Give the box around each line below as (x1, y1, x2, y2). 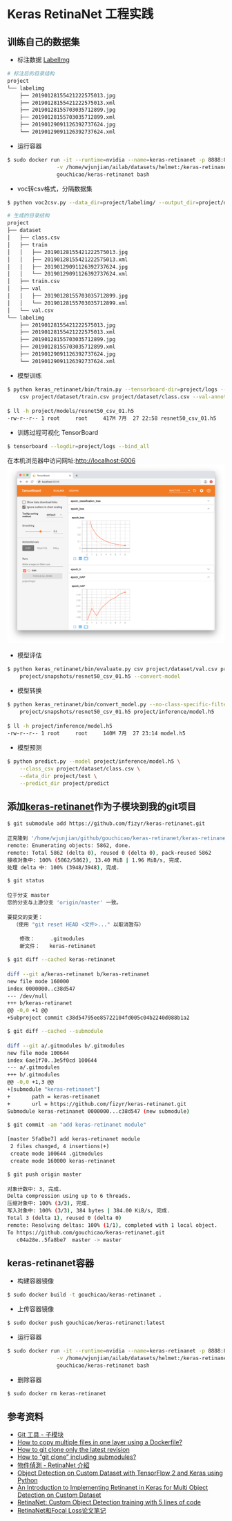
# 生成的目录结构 (7, 212, 50, 220)
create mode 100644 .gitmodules (10, 1150, 104, 1157)
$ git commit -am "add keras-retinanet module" (7, 1121, 147, 1128)
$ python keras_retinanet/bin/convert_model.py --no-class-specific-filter (7, 701, 230, 708)
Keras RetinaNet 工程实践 (7, 6, 154, 22)
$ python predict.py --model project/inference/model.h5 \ (7, 758, 181, 765)
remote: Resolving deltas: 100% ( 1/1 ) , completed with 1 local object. (7, 1221, 217, 1229)
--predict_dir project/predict (19, 779, 110, 787)
